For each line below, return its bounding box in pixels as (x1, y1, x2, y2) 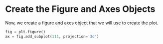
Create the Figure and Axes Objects (5, 3, 156, 15)
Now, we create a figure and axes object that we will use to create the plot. (5, 20, 159, 26)
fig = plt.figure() (5, 29, 46, 34)
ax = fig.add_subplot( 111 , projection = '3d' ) (5, 34, 99, 39)
